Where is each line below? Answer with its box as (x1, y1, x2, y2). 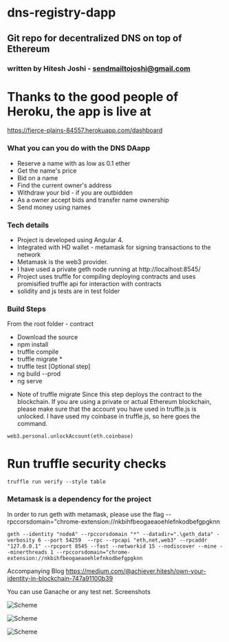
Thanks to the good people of (7, 89, 179, 105)
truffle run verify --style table (7, 478, 107, 486)
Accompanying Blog (7, 566, 65, 575)
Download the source (17, 333, 78, 341)
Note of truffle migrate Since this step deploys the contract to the (17, 390, 202, 398)
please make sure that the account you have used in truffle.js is (17, 405, 197, 414)
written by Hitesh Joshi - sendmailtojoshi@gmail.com (7, 63, 190, 73)
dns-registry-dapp (7, 5, 116, 21)
